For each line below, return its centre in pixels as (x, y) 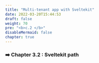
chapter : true (20, 37)
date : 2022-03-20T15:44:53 (33, 14)
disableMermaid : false (29, 32)
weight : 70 (16, 23)
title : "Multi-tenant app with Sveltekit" (50, 10)
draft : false (19, 19)
